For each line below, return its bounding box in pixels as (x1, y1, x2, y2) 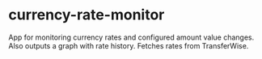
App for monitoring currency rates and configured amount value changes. (8, 32, 255, 42)
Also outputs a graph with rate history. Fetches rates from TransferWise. (8, 40, 249, 50)
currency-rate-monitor (8, 6, 165, 24)
